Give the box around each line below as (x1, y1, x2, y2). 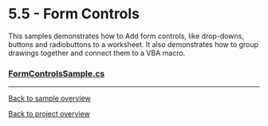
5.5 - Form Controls (8, 5, 140, 23)
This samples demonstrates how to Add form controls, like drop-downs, (8, 31, 245, 41)
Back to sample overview (8, 93, 91, 104)
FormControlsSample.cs (8, 68, 105, 79)
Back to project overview (8, 109, 90, 119)
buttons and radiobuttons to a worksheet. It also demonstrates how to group (8, 39, 259, 49)
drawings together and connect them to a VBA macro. (8, 48, 186, 57)
